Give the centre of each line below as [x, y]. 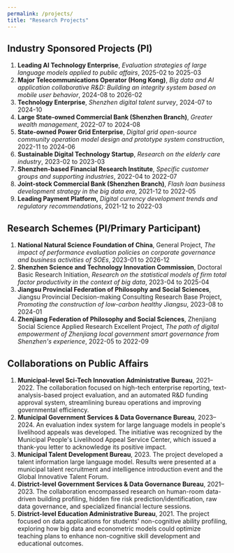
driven [27, 499]
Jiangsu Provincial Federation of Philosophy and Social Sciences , [114, 290]
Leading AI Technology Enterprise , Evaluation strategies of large [112, 65]
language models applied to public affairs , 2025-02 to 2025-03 [109, 73]
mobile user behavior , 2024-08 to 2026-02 [80, 95]
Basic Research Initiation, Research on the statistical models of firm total [122, 275]
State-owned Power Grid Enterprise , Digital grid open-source [107, 132]
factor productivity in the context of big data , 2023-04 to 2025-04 [113, 282]
